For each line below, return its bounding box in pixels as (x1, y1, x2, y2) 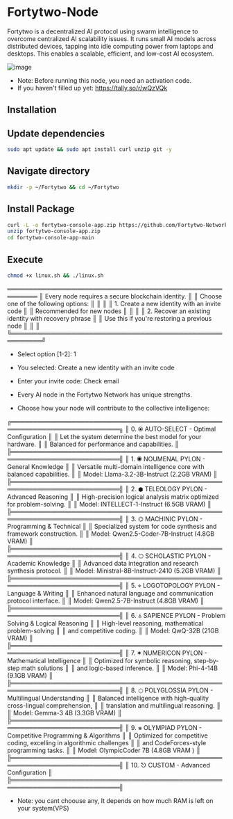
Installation (7, 104, 57, 116)
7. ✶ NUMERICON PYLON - (130, 649, 208, 657)
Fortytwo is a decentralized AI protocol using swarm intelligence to (7, 27, 198, 35)
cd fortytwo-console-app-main (7, 234, 95, 241)
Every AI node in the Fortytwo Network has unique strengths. (17, 390, 193, 399)
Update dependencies (7, 127, 105, 139)
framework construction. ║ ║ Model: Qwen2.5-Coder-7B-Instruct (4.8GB (7, 530, 215, 538)
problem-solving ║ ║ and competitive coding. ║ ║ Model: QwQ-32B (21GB (7, 626, 219, 635)
